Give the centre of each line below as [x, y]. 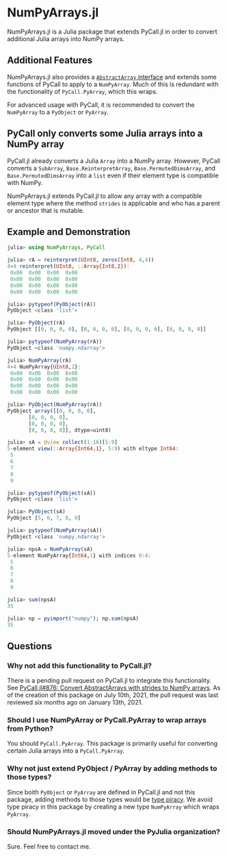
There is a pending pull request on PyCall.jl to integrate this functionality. [109, 681]
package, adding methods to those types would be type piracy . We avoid [110, 799]
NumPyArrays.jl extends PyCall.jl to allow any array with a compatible [105, 196]
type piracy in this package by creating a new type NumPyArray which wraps [113, 807]
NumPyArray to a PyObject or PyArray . [58, 112]
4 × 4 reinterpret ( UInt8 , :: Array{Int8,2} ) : [68, 266]
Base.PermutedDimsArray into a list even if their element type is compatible [113, 175]
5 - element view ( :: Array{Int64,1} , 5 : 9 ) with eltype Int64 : [93, 449]
